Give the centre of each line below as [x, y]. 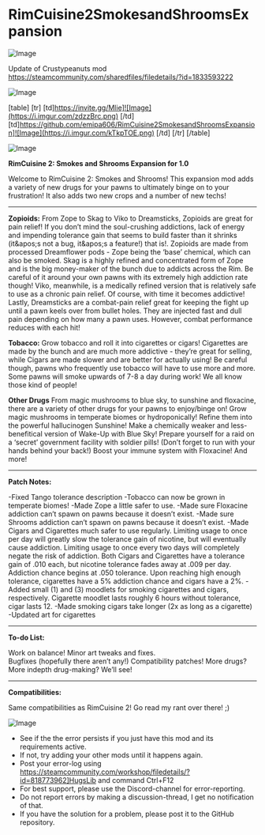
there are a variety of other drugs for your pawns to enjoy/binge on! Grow [127, 408]
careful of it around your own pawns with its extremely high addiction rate [128, 277]
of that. [31, 805]
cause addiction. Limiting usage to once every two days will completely [124, 547]
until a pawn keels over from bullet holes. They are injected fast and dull [125, 311]
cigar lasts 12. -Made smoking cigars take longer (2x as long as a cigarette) [130, 606]
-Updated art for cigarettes [52, 614]
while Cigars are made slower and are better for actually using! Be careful [128, 359]
